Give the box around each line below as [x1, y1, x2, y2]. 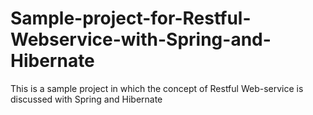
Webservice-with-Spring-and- [10, 28, 272, 51]
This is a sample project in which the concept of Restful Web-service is [10, 82, 304, 94]
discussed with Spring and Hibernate [10, 93, 163, 105]
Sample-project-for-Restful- [10, 7, 252, 30]
